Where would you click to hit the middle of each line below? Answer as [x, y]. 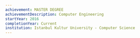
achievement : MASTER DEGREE [34, 10]
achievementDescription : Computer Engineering [54, 14]
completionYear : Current [31, 23]
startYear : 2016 [22, 19]
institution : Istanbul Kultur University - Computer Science [70, 28]
